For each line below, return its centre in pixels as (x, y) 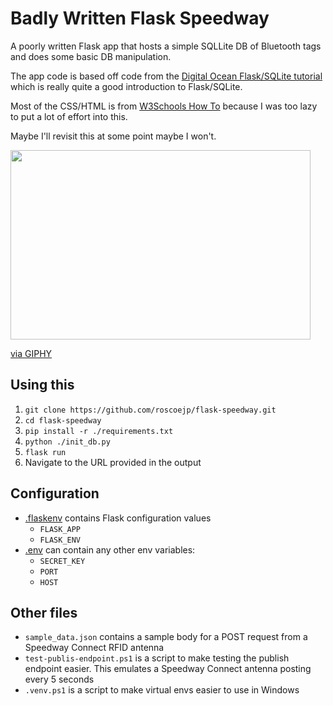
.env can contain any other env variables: (110, 549)
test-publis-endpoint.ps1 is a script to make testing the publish (157, 658)
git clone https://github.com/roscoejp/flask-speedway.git (150, 410)
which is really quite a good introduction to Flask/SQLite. (126, 86)
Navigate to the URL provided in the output (113, 462)
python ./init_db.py (67, 442)
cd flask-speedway (63, 420)
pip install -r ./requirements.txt (99, 431)
